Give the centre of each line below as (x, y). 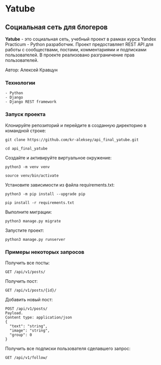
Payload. (14, 313)
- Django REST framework (31, 102)
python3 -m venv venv (28, 167)
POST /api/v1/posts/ (27, 309)
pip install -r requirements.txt (40, 202)
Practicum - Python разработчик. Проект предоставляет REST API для (79, 44)
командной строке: (26, 131)
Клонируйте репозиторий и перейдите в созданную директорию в (76, 125)
